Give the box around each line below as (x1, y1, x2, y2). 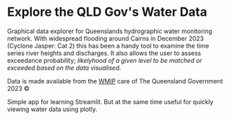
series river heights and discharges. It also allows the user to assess (7, 49, 202, 57)
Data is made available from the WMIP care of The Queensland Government (7, 77, 223, 85)
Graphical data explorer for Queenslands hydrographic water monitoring (7, 27, 213, 35)
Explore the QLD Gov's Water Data (7, 4, 207, 20)
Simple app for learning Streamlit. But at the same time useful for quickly (7, 97, 214, 106)
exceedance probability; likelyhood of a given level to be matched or (7, 56, 202, 64)
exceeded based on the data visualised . (7, 63, 122, 72)
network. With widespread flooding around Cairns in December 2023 (7, 34, 204, 42)
